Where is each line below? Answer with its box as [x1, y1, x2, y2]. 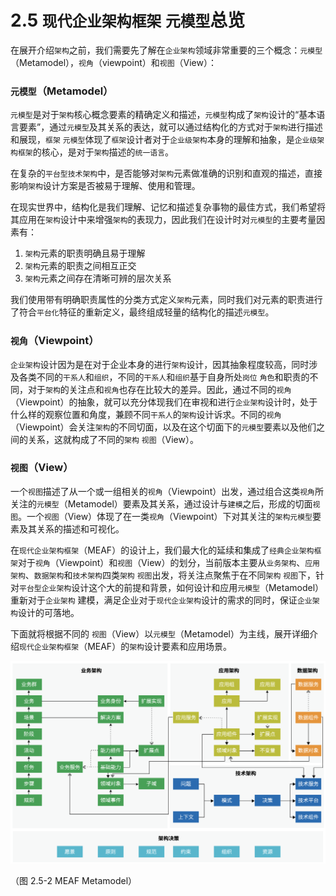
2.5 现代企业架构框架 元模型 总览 [10, 9, 246, 32]
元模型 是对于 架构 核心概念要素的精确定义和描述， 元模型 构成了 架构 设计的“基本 [10, 109, 317, 121]
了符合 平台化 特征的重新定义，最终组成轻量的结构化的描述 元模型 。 [10, 306, 275, 318]
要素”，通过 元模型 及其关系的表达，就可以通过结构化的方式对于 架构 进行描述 [18, 121, 323, 133]
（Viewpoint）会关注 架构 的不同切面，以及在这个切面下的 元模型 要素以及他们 [10, 421, 317, 433]
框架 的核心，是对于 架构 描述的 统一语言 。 [17, 146, 175, 158]
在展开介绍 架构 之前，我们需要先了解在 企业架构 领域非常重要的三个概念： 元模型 [10, 44, 323, 56]
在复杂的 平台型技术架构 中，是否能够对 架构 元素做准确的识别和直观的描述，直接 [10, 167, 323, 180]
